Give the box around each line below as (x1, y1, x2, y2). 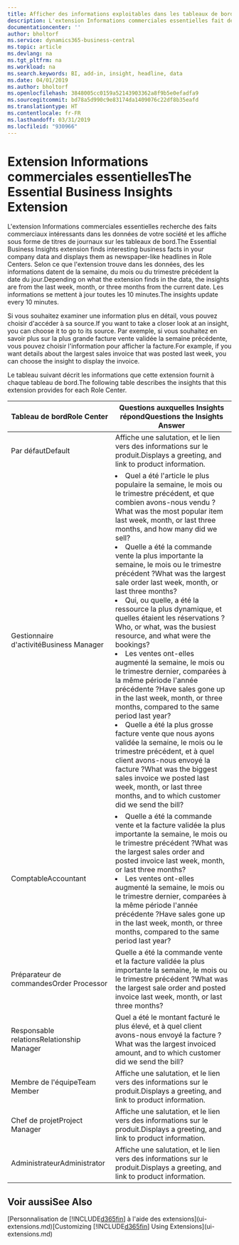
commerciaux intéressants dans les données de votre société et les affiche (7, 230, 227, 238)
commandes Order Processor (11, 979, 108, 989)
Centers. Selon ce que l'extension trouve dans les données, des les (7, 260, 205, 269)
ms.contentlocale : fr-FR (7, 110, 81, 117)
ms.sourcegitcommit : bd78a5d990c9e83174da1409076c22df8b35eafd (7, 97, 199, 104)
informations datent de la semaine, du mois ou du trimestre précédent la (7, 267, 219, 276)
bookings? (115, 640, 150, 650)
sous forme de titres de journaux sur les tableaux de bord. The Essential (7, 238, 217, 246)
